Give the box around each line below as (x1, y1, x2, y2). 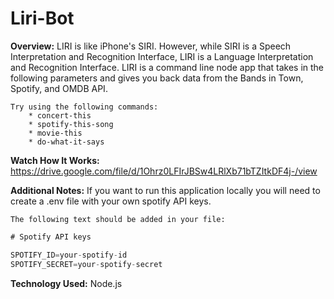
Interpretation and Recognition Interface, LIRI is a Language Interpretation (10, 50, 314, 62)
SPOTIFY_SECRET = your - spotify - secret (10, 259, 163, 269)
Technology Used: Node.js (10, 277, 123, 289)
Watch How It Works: (10, 154, 100, 166)
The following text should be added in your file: (10, 214, 226, 224)
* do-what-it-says (28, 137, 105, 147)
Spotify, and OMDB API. (10, 82, 108, 94)
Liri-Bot (10, 7, 75, 30)
